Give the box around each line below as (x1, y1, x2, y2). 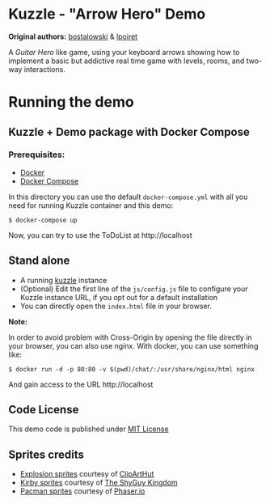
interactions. (23, 64, 66, 74)
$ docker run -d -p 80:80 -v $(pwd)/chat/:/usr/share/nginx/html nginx (8, 365, 255, 373)
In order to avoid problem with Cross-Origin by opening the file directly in (8, 332, 252, 342)
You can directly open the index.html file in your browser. (19, 301, 213, 311)
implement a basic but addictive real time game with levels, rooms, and (8, 56, 245, 66)
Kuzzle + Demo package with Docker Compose (8, 125, 251, 138)
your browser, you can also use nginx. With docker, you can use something (8, 341, 259, 350)
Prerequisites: (8, 149, 65, 160)
